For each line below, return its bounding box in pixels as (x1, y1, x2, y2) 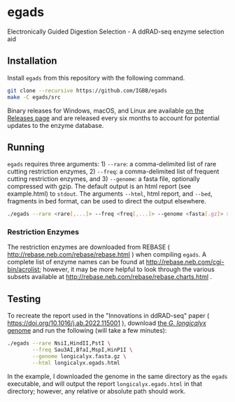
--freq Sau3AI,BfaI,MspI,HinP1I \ (32, 347, 133, 354)
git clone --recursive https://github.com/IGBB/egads (7, 87, 168, 94)
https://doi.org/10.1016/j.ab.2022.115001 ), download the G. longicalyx (7, 319, 206, 327)
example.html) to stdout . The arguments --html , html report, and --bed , (7, 189, 213, 198)
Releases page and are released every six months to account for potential (7, 113, 220, 122)
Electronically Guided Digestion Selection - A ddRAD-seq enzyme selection (7, 27, 225, 36)
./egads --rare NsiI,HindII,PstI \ (7, 340, 111, 347)
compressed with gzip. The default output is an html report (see (7, 182, 191, 191)
